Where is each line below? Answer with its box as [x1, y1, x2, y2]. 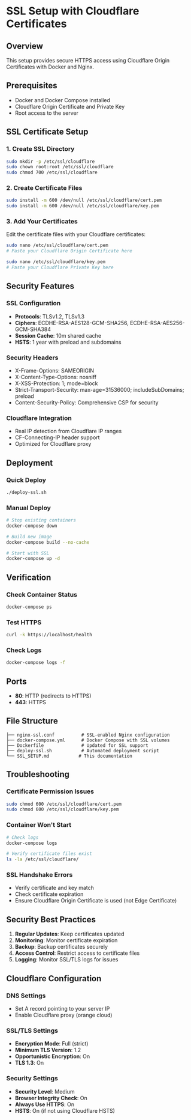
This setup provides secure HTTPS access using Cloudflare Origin [6, 57, 170, 64]
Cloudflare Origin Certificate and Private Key [14, 103, 125, 110]
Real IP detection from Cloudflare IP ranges [14, 428, 122, 435]
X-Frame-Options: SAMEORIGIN [14, 367, 95, 374]
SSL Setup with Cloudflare [6, 4, 140, 18]
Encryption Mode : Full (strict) [14, 1040, 89, 1047]
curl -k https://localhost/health [6, 632, 93, 638]
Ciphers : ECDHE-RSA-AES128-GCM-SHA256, [14, 319, 129, 326]
